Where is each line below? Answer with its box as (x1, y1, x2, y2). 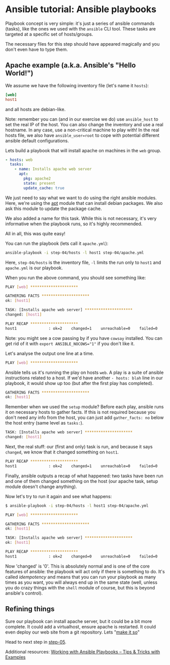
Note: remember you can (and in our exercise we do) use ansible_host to (5, 116, 158, 122)
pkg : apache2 (23, 176, 51, 181)
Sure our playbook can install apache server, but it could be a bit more (5, 618, 152, 624)
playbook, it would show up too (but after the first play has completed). (5, 380, 154, 386)
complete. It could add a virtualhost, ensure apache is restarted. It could (5, 623, 156, 629)
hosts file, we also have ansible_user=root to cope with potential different (5, 132, 160, 138)
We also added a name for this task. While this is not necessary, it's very (5, 215, 157, 221)
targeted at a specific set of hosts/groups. (5, 31, 93, 37)
